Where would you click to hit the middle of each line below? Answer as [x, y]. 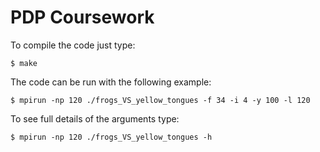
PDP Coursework [82, 17]
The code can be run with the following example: [111, 82]
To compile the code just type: [73, 45]
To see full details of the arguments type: [95, 118]
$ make [24, 63]
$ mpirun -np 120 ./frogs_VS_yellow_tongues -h [111, 137]
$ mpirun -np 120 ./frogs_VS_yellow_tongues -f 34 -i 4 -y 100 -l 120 [160, 100]
